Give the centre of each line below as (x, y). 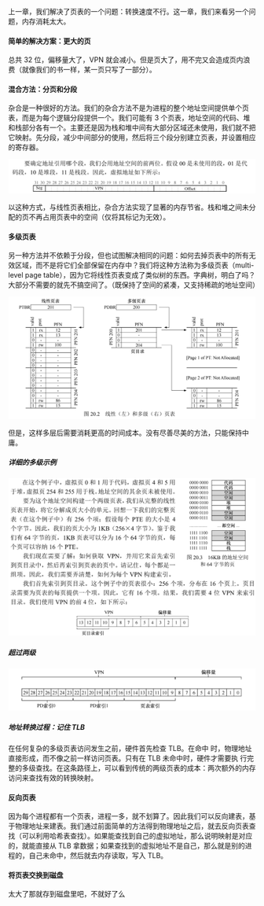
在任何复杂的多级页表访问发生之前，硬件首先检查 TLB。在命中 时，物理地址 (130, 748)
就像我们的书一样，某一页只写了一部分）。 (89, 70)
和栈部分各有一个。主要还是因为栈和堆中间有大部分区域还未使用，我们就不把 (132, 127)
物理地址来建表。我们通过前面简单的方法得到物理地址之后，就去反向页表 (132, 826)
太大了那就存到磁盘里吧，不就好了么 (67, 894)
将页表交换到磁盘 (36, 875)
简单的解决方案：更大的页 (49, 41)
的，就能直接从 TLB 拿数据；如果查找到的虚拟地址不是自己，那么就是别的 (126, 846)
